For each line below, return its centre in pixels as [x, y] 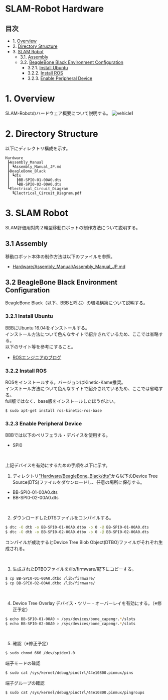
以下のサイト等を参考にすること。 [41, 346]
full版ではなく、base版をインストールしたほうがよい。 [62, 401]
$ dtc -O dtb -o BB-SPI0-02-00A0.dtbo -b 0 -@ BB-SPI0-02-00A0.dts [77, 532]
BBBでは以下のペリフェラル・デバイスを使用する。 [58, 435]
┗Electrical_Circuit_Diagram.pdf [47, 193]
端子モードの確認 [23, 663]
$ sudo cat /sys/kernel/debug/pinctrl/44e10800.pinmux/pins [69, 673]
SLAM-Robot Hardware [55, 9]
